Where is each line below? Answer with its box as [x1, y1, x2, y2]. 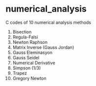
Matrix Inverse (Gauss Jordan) [12, 44, 74, 50]
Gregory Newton [12, 75, 47, 81]
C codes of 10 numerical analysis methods [5, 19, 91, 25]
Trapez [12, 70, 27, 76]
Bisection [12, 29, 32, 34]
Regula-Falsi [12, 34, 38, 40]
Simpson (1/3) [12, 65, 41, 71]
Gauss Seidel [12, 54, 40, 60]
